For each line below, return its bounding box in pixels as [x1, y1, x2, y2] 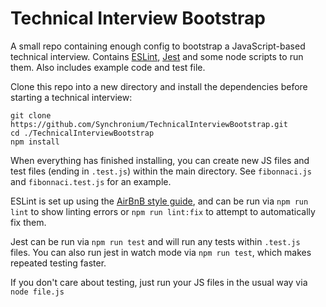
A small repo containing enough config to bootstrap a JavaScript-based [10, 40, 306, 52]
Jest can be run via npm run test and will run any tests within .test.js [10, 235, 301, 247]
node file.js [10, 287, 65, 297]
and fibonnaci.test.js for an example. [10, 175, 172, 187]
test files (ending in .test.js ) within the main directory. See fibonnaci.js [10, 165, 312, 177]
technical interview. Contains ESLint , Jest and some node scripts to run [10, 50, 304, 62]
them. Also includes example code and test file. [10, 61, 206, 73]
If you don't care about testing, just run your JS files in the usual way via [10, 276, 308, 288]
